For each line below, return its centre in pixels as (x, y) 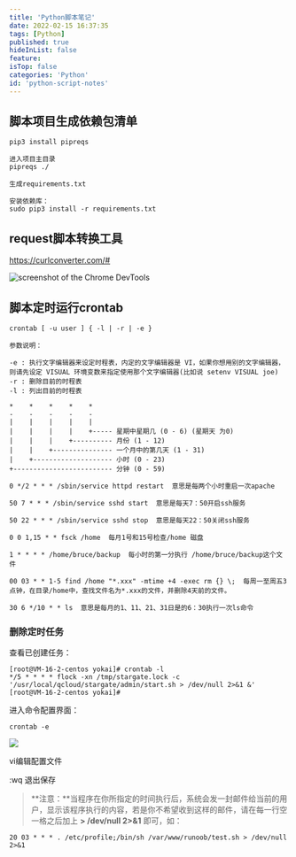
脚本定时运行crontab (66, 308)
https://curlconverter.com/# (60, 260)
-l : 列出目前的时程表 (46, 391)
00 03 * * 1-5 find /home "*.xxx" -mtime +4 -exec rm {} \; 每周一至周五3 (148, 582)
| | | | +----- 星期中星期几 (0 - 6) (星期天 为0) (122, 432)
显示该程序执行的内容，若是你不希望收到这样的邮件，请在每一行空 (167, 810)
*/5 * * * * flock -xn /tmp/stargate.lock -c (94, 677)
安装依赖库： (29, 201)
